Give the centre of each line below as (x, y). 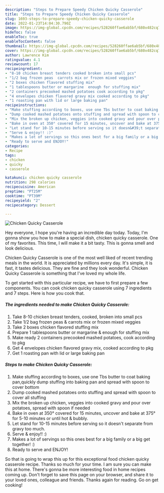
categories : (17, 146)
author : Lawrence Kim (27, 55)
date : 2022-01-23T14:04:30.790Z (38, 23)
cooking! (14, 485)
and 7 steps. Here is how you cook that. (45, 293)
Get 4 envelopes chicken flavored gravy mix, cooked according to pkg (83, 348)
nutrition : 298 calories (30, 182)
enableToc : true (21, 37)
